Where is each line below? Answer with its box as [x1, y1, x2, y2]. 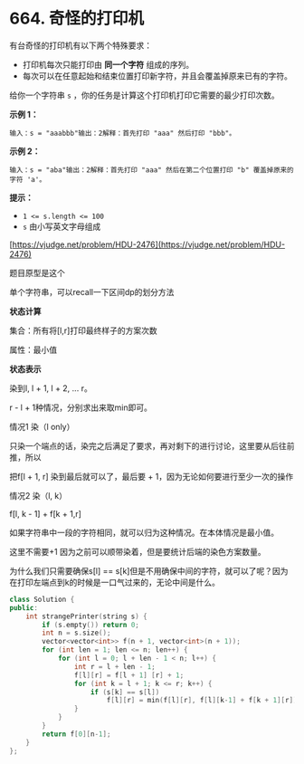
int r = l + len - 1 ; [73, 662, 156, 671]
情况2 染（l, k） [9, 490, 68, 501]
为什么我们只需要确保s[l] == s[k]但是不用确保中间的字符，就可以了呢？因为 [9, 565, 289, 576]
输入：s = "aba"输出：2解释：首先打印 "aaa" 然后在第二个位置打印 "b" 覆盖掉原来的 [9, 165, 294, 175]
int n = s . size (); [42, 628, 111, 638]
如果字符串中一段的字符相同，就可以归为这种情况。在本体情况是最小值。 [9, 527, 279, 538]
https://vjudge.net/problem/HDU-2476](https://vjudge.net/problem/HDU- [12, 239, 286, 250]
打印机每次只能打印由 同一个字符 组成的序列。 [22, 59, 195, 70]
